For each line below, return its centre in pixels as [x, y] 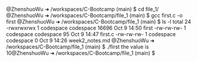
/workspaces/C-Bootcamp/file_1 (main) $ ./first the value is [78, 47]
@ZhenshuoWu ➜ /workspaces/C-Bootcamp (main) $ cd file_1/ [83, 9]
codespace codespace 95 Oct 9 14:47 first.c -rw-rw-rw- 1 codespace [91, 34]
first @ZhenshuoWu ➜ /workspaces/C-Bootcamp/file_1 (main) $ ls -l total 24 [99, 22]
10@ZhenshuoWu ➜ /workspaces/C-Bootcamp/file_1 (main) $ [81, 53]
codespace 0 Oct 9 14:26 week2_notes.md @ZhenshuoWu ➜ [81, 40]
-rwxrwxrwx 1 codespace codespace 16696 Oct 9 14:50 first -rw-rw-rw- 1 [96, 28]
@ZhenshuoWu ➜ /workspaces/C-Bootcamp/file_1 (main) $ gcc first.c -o [94, 15]
